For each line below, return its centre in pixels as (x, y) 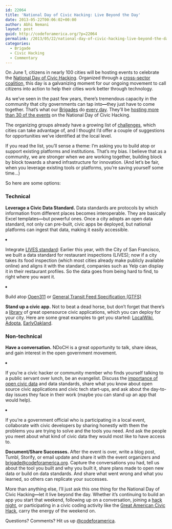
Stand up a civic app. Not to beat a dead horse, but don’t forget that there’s (85, 307)
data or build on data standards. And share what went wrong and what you (84, 474)
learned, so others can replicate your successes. (57, 479)
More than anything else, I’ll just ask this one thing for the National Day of (82, 489)
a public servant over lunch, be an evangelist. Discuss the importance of (82, 378)
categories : (18, 44)
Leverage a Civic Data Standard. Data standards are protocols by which (82, 207)
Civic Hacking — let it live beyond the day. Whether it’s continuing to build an (85, 494)
